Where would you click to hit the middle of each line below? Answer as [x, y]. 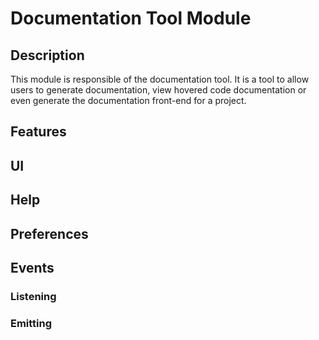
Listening [33, 296]
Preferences [49, 233]
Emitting [31, 323]
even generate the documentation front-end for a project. [128, 100]
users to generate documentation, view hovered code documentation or [158, 90]
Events [32, 267]
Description [47, 55]
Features [38, 132]
